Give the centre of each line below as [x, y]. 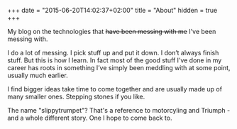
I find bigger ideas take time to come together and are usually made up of [115, 89]
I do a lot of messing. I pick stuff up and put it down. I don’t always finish [113, 53]
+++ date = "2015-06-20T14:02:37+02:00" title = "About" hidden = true [112, 10]
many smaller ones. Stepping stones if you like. [76, 96]
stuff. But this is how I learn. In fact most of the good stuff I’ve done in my [115, 60]
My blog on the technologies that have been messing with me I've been [112, 32]
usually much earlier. [38, 75]
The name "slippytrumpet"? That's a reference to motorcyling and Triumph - [119, 110]
